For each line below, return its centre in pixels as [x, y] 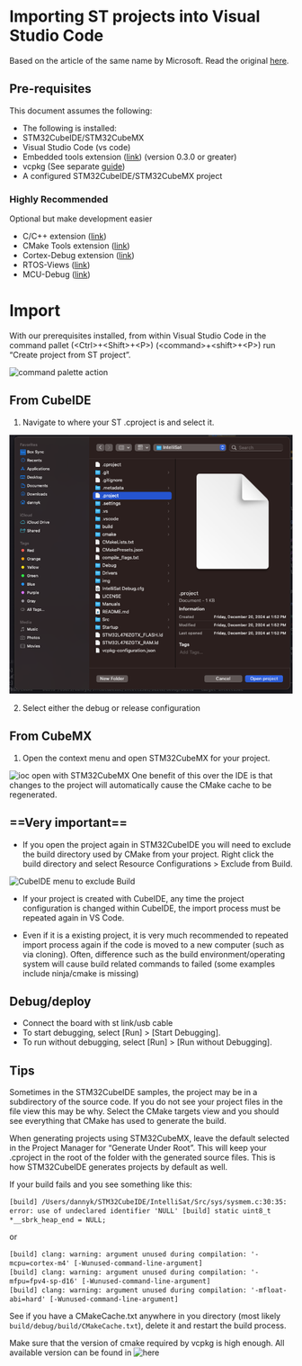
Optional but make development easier [81, 219]
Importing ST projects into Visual [135, 17]
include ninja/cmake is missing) [80, 973]
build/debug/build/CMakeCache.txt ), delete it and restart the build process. [148, 1326]
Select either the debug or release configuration [111, 707]
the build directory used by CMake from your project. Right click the [148, 854]
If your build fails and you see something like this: [101, 1184]
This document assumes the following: [81, 111]
